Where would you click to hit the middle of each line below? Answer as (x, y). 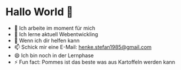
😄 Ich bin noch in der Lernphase (54, 55)
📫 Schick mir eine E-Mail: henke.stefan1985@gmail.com (83, 47)
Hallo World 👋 (40, 12)
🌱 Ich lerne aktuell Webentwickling (56, 34)
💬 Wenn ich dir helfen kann (47, 40)
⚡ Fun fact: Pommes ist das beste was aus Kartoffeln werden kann (94, 62)
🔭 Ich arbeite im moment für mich (55, 28)
